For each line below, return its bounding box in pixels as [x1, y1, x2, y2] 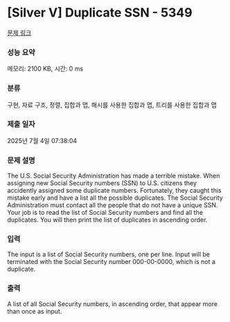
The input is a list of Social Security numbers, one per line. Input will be [7, 250, 210, 258]
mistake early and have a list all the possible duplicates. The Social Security [7, 193, 223, 202]
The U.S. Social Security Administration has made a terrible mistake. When [7, 171, 220, 180]
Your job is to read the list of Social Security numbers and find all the [7, 209, 203, 217]
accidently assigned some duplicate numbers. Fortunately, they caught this [7, 187, 222, 195]
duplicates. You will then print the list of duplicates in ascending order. [7, 216, 208, 224]
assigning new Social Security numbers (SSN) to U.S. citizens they [7, 179, 197, 187]
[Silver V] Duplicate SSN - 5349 [7, 5, 193, 21]
